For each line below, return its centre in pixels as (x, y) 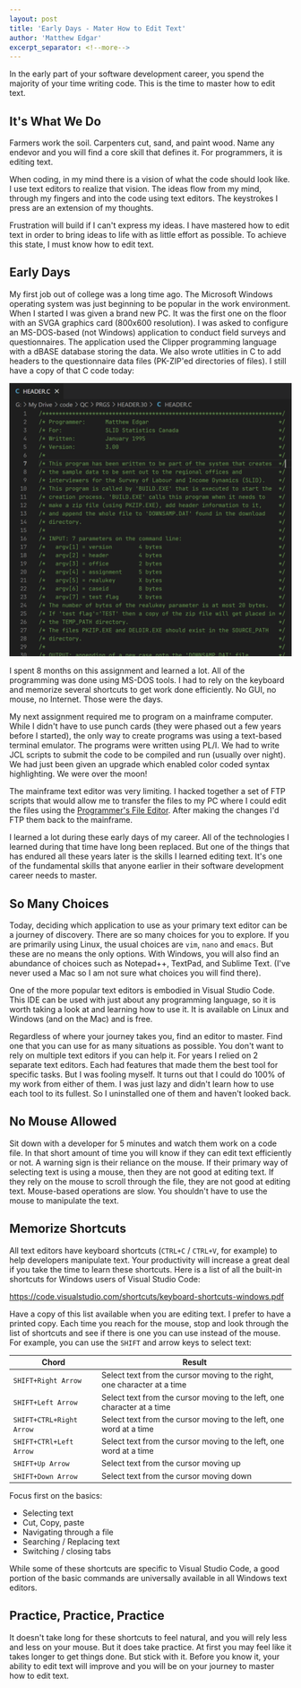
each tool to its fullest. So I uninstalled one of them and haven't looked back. (150, 1093)
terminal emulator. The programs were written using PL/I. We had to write (145, 746)
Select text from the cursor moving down (177, 1475)
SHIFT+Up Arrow (41, 1464)
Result (195, 1362)
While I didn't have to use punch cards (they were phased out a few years (146, 726)
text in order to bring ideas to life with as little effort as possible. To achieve (148, 235)
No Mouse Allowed (63, 1122)
